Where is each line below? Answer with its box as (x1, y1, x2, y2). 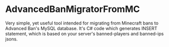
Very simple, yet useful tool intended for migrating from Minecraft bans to (5, 20, 158, 26)
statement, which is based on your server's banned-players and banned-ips (5, 30, 164, 36)
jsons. (5, 36, 18, 42)
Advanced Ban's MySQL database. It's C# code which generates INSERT (5, 25, 158, 31)
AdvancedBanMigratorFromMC (5, 3, 140, 15)
